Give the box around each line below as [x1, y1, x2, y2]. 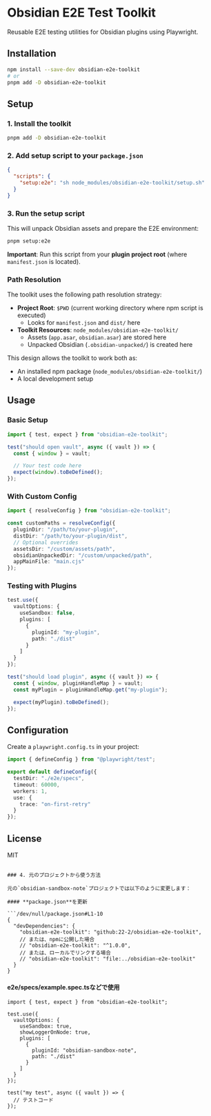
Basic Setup [7, 415, 48, 425]
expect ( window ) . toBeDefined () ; [13, 469, 103, 476]
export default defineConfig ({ [7, 768, 97, 775]
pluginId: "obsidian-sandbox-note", [32, 1047, 137, 1054]
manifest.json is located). [7, 257, 81, 265]
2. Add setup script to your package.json [7, 151, 143, 160]
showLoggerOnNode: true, [19, 1029, 91, 1036]
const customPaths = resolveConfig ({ [7, 520, 116, 527]
